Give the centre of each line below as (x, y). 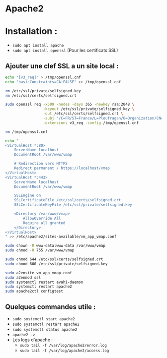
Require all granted (44, 223)
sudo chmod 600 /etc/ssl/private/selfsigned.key (56, 264)
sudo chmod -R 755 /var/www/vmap (40, 250)
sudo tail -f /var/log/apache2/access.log (64, 351)
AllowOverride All (42, 218)
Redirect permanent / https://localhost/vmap (62, 168)
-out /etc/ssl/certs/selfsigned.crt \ (83, 114)
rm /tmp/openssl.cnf (27, 132)
